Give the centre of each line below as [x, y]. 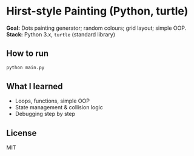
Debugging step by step [45, 114]
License [22, 133]
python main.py [25, 67]
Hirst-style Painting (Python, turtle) [97, 11]
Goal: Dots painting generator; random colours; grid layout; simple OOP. [96, 28]
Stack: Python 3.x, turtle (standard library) [61, 34]
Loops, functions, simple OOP [52, 101]
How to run [28, 54]
